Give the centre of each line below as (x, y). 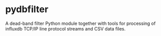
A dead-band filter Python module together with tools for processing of (80, 23)
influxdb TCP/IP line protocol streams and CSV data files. (65, 28)
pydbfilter (27, 9)
